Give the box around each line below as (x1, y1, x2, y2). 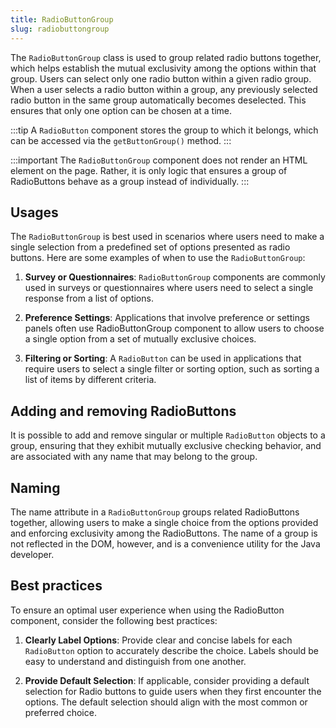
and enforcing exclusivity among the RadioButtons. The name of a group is (10, 527, 318, 539)
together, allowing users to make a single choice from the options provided (10, 516, 319, 528)
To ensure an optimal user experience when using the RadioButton (10, 604, 285, 616)
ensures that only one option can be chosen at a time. (10, 104, 233, 116)
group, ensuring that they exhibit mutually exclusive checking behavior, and (10, 440, 322, 452)
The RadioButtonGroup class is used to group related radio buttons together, (10, 51, 322, 63)
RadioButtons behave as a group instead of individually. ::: (10, 175, 250, 187)
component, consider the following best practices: (10, 614, 218, 626)
